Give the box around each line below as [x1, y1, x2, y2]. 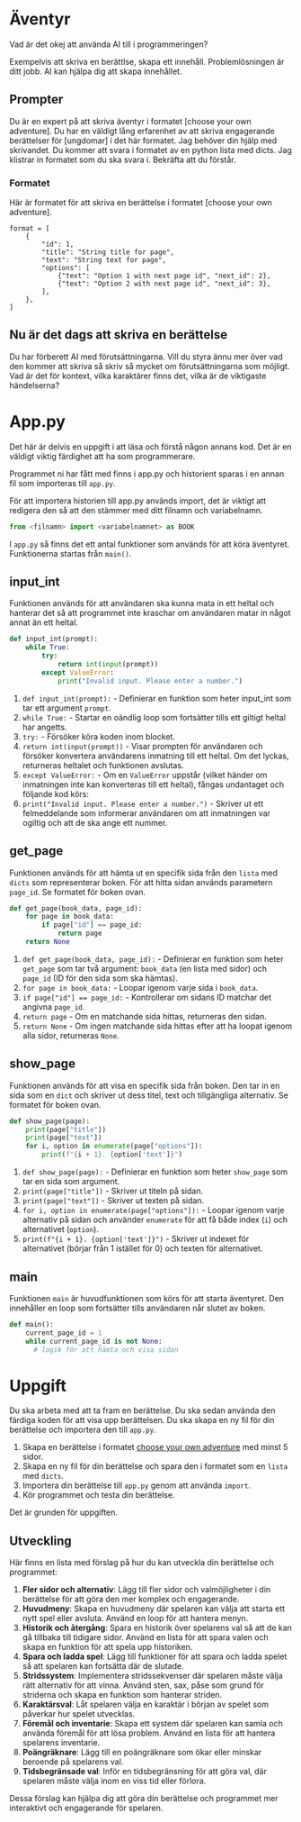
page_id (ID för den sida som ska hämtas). [22, 973, 178, 984]
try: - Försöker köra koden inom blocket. [22, 730, 175, 742]
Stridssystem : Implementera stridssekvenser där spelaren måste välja [22, 1671, 283, 1681]
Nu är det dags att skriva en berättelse [9, 327, 227, 342]
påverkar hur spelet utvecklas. [22, 1709, 136, 1719]
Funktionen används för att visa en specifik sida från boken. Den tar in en [9, 1080, 280, 1091]
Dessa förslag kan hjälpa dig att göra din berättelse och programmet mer [9, 1793, 279, 1804]
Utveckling [9, 1533, 72, 1548]
